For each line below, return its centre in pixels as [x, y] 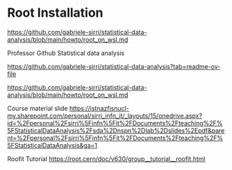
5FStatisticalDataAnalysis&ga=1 [52, 145]
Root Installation [55, 13]
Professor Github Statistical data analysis [66, 53]
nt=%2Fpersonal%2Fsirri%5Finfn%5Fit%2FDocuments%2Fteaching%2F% [115, 138]
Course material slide [38, 108]
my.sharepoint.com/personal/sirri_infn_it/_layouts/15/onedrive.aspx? [105, 116]
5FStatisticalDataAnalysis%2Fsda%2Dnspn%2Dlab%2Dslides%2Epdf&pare [116, 130]
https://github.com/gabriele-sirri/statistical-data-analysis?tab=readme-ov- [114, 66]
